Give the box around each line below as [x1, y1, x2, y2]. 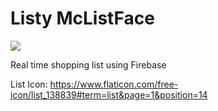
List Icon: [10, 78, 48, 90]
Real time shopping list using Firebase [10, 58, 167, 71]
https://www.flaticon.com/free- [49, 78, 179, 90]
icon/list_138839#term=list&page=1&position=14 [10, 88, 208, 101]
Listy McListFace [10, 7, 155, 30]
